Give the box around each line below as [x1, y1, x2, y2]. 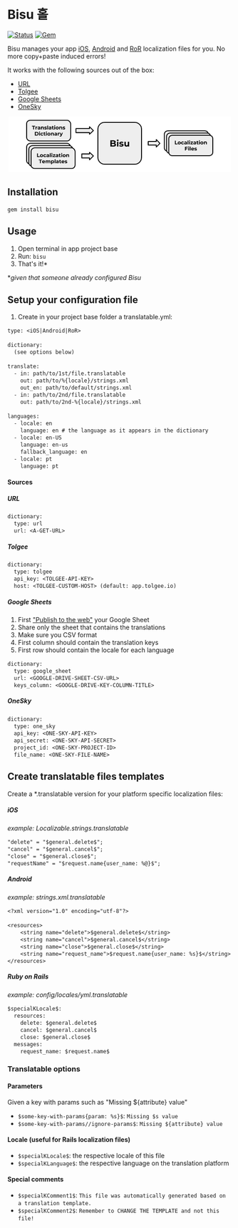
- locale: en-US [14, 434, 62, 442]
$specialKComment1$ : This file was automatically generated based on [17, 1191, 226, 1199]
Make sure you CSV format [17, 630, 98, 639]
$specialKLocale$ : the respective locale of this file [17, 1151, 165, 1160]
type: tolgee [14, 568, 53, 575]
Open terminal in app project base [17, 244, 118, 253]
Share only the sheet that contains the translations [17, 623, 166, 631]
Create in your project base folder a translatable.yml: [17, 313, 173, 321]
